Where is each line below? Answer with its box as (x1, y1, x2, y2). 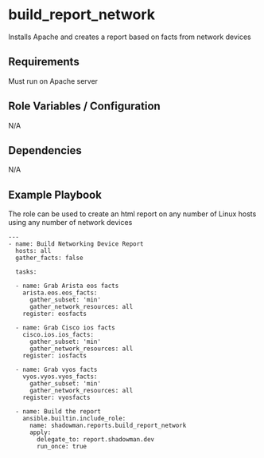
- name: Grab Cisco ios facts (15, 324, 115, 332)
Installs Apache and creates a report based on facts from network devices (8, 32, 252, 41)
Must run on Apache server (8, 76, 98, 85)
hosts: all (15, 247, 52, 255)
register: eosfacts (22, 310, 87, 318)
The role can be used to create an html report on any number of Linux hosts (8, 209, 257, 219)
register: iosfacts (22, 352, 87, 360)
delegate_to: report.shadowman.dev (37, 436, 155, 444)
